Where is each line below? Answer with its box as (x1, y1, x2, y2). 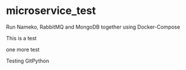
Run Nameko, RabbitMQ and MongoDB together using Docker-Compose (6, 23, 180, 30)
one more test (6, 45, 40, 53)
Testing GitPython (6, 57, 50, 64)
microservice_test (6, 4, 97, 17)
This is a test (6, 34, 37, 41)
